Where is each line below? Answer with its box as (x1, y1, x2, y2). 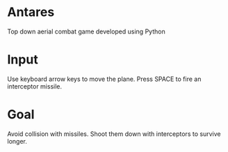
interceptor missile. (7, 82, 63, 91)
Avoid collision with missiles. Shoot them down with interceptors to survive (7, 130, 221, 138)
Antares (7, 4, 55, 20)
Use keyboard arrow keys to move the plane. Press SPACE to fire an (7, 75, 202, 83)
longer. (7, 137, 28, 145)
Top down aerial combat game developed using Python (7, 27, 165, 36)
